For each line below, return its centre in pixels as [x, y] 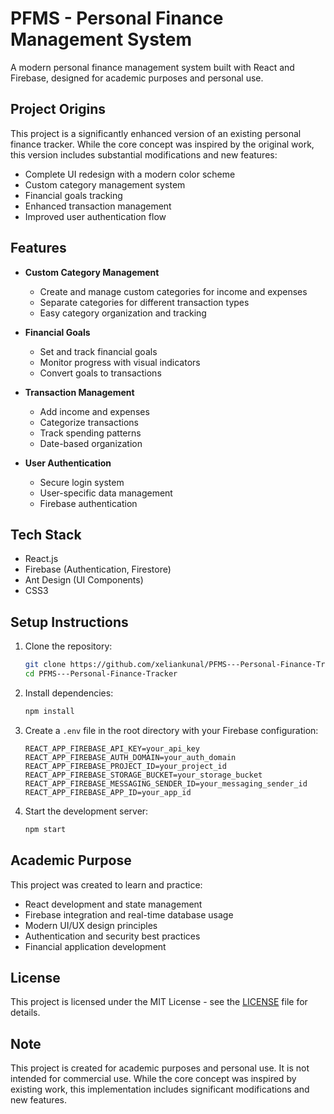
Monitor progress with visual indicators [120, 362]
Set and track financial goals [98, 351]
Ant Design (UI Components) [84, 580]
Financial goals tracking [73, 195]
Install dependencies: [69, 693]
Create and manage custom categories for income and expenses [173, 291]
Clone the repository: [68, 646]
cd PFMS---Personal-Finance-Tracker [101, 674]
